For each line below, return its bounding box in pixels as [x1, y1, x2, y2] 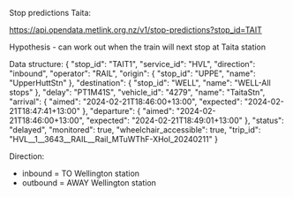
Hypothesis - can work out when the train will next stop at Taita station [9, 42, 267, 52]
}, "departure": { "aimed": [82, 106, 175, 116]
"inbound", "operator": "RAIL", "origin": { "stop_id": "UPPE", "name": [9, 68, 256, 79]
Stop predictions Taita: [9, 8, 91, 18]
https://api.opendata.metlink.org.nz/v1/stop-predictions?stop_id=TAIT [9, 25, 262, 34]
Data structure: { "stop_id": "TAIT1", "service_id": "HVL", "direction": [9, 59, 256, 69]
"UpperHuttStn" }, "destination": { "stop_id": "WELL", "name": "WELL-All [9, 78, 271, 87]
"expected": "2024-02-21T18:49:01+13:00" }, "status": [86, 115, 284, 125]
